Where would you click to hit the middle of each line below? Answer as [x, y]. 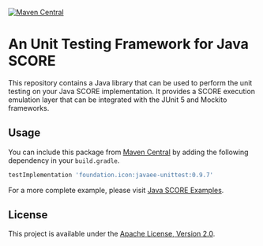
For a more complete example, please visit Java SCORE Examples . [116, 190]
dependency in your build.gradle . [64, 160]
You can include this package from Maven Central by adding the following [128, 152]
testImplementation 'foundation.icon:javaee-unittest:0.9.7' [111, 175]
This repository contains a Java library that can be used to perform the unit [130, 82]
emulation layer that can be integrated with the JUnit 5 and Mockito [118, 100]
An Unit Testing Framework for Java [128, 44]
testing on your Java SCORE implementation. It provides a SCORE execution [131, 91]
